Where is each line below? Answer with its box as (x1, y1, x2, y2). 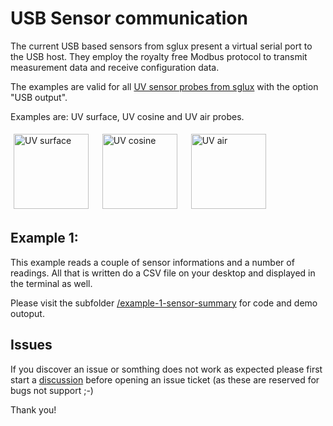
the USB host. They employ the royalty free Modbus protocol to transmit (10, 50, 308, 62)
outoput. (10, 307, 45, 319)
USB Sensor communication (10, 7, 248, 30)
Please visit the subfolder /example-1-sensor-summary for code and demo (10, 297, 318, 309)
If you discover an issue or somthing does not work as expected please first (10, 363, 323, 375)
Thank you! (10, 403, 57, 416)
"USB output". (10, 91, 68, 103)
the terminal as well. (10, 277, 93, 289)
